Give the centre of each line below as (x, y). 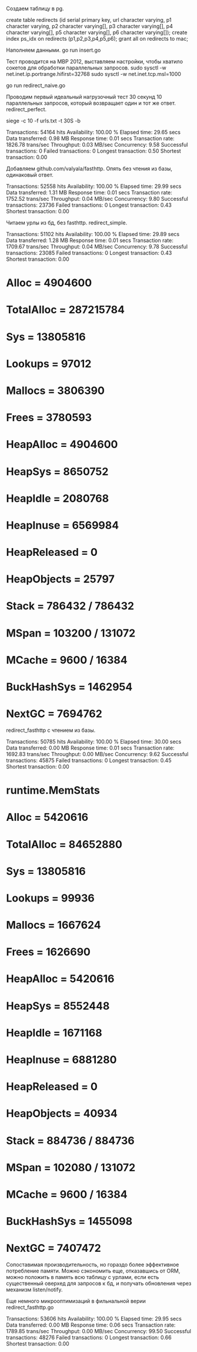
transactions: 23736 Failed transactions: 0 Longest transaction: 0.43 (89, 205)
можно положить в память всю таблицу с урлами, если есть (83, 1277)
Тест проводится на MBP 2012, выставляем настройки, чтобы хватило (95, 62)
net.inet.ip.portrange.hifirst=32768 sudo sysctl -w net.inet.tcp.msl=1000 (94, 74)
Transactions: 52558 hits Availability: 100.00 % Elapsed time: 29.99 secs (94, 186)
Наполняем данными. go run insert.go (54, 50)
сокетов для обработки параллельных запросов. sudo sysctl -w (86, 68)
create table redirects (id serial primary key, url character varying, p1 (89, 20)
